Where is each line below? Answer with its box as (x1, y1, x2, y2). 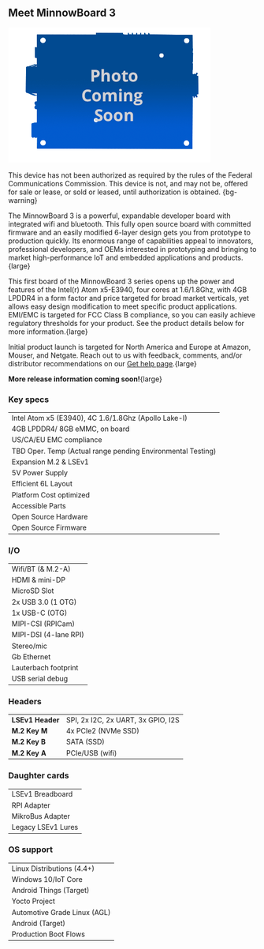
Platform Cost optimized (11, 490, 91, 500)
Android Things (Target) (11, 886, 90, 895)
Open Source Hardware (11, 512, 88, 522)
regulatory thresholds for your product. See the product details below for (8, 318, 245, 328)
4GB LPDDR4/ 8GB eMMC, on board (11, 424, 130, 433)
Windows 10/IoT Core (11, 874, 83, 883)
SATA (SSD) (65, 737, 105, 747)
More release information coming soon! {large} (8, 374, 163, 384)
